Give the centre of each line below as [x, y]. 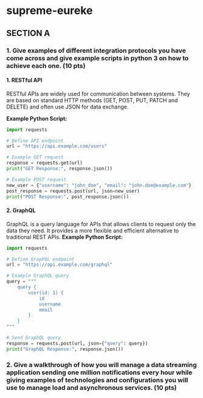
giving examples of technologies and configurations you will [97, 380]
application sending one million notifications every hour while [99, 372]
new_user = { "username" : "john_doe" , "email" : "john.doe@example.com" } [99, 185]
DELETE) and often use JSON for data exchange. [67, 107]
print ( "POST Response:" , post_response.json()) [68, 197]
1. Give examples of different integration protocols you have [96, 51]
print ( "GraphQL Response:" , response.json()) [65, 349]
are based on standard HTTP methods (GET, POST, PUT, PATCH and [92, 100]
